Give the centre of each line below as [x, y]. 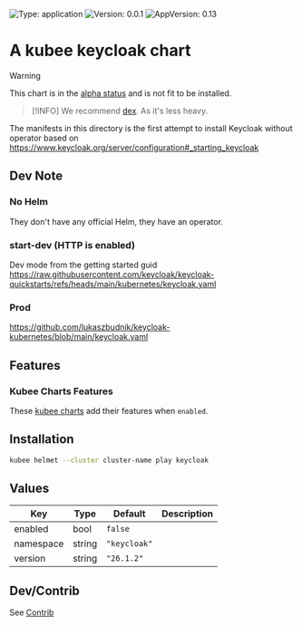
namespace [39, 544]
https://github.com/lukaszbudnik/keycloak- [90, 327]
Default [129, 514]
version [30, 559]
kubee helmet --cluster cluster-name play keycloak [109, 460]
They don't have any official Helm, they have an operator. [117, 221]
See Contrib [32, 612]
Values [29, 488]
